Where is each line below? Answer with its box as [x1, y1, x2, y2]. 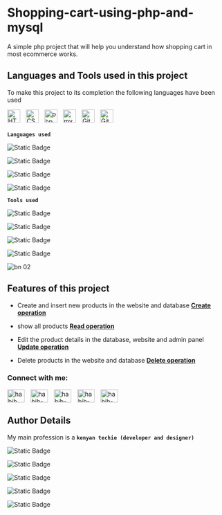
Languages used [7, 131, 51, 138]
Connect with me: [7, 373, 68, 383]
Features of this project [7, 282, 110, 295]
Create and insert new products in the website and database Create [17, 301, 211, 309]
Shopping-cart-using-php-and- [7, 5, 194, 21]
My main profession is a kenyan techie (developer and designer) [7, 433, 195, 441]
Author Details [7, 415, 71, 426]
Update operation [17, 343, 69, 351]
